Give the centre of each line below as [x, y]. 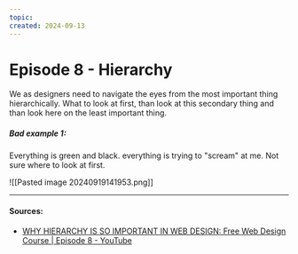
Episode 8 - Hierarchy [91, 70]
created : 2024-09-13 [47, 26]
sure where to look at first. [57, 165]
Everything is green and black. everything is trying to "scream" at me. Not [144, 155]
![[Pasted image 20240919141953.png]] [81, 182]
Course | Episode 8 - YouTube [77, 240]
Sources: [26, 211]
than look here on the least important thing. [88, 113]
